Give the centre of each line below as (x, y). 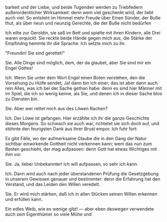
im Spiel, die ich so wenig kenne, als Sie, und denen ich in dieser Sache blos (84, 94)
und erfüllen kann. (24, 199)
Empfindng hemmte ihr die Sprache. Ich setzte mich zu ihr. (65, 43)
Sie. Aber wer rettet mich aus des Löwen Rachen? (56, 109)
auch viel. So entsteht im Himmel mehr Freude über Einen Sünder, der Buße (83, 18)
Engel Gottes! (19, 68)
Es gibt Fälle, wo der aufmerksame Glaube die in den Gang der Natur (76, 138)
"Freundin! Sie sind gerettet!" (35, 53)
